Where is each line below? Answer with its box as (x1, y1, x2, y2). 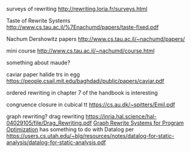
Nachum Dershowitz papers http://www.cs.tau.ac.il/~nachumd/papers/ (6, 35, 185, 42)
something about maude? (6, 59, 71, 66)
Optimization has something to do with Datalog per (6, 126, 134, 133)
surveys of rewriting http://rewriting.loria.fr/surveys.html (6, 5, 148, 12)
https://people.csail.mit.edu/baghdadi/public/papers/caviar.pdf (6, 78, 165, 84)
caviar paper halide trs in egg (6, 71, 81, 78)
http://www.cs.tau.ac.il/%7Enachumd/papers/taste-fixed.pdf (6, 24, 159, 31)
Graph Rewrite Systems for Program (93, 119, 184, 126)
